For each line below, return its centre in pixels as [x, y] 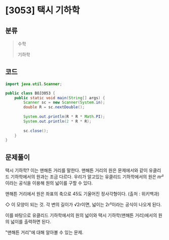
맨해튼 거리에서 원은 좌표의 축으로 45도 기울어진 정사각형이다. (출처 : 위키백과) [82, 194]
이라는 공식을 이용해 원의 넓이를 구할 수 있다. [49, 183]
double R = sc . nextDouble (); [54, 107]
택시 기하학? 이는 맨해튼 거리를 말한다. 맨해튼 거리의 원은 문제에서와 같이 [76, 171]
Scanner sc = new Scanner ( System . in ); [64, 103]
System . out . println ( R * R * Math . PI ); [64, 117]
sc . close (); [36, 131]
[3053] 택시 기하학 [43, 10]
